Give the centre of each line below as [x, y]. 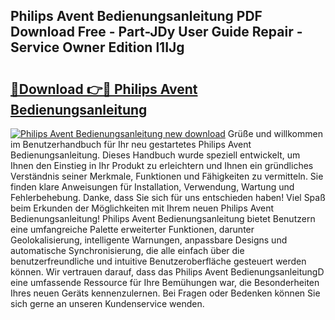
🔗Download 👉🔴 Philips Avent [104, 89]
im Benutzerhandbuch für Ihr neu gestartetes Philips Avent [131, 144]
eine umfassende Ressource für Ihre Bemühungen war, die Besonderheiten [165, 282]
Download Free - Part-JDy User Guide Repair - [156, 32]
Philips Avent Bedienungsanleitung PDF [136, 16]
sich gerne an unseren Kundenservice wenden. [107, 303]
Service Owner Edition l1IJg [97, 47]
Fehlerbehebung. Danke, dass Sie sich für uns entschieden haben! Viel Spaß [168, 197]
